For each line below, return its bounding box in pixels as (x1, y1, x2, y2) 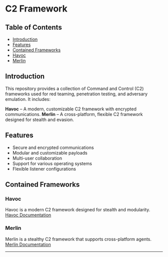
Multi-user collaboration (12, 155, 62, 161)
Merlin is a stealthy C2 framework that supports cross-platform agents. (5, 236, 151, 242)
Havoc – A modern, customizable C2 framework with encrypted (5, 106, 136, 112)
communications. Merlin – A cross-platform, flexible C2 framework (5, 111, 143, 117)
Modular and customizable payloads (12, 150, 87, 156)
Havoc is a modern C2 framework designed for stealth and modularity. (5, 207, 150, 213)
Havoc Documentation (5, 212, 51, 218)
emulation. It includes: (5, 96, 51, 102)
